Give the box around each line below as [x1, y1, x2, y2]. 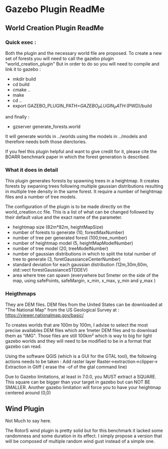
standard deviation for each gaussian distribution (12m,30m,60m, [12, 261, 148, 268]
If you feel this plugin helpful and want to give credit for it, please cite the [5, 148, 157, 154]
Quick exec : [5, 39, 36, 46]
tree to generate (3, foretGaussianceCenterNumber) [12, 256, 121, 262]
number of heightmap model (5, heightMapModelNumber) [12, 240, 134, 246]
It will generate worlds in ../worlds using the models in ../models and [5, 133, 147, 139]
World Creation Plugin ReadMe [5, 24, 104, 32]
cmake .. [12, 87, 31, 93]
